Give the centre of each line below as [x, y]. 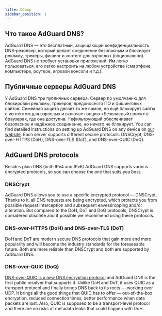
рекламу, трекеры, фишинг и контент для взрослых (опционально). [75, 56]
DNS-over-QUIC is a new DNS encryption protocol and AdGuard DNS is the [80, 277]
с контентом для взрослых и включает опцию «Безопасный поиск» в [77, 114]
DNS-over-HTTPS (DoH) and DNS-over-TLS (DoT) [65, 228]
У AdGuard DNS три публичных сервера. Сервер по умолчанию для [76, 98]
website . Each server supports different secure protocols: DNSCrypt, [74, 135]
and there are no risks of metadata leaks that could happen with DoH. [74, 308]
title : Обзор [18, 9]
